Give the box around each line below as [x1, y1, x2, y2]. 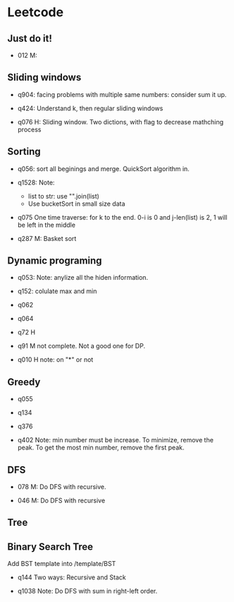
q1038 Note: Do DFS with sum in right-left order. [17, 587, 158, 596]
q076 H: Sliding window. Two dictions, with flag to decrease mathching [17, 117, 224, 126]
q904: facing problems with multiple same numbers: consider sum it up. [17, 90, 227, 99]
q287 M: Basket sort [17, 234, 77, 242]
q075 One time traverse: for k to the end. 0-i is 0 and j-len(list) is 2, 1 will [17, 213, 228, 221]
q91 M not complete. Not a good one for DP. [17, 342, 146, 350]
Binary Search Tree [7, 541, 94, 553]
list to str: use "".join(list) [27, 191, 100, 200]
